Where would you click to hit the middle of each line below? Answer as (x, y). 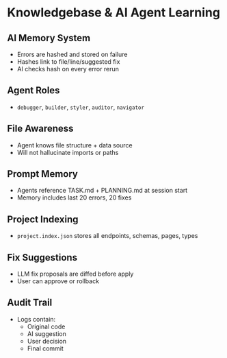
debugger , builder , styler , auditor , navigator (81, 107)
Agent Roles (34, 91)
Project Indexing (43, 219)
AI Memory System (49, 38)
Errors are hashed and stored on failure (72, 54)
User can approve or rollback (58, 281)
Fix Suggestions (42, 258)
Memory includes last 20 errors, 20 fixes (74, 198)
